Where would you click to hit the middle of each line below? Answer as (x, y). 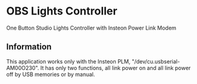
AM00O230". (23, 68)
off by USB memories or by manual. (51, 74)
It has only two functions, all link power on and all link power (115, 68)
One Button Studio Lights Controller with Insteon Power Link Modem (92, 28)
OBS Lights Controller (62, 11)
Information (29, 47)
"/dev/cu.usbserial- (156, 61)
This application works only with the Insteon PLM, (68, 61)
